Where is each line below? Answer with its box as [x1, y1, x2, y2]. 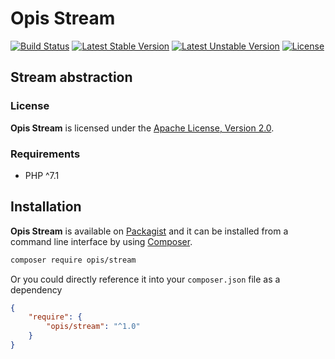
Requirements [10, 147, 81, 161]
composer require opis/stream [10, 255, 137, 265]
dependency [10, 283, 63, 296]
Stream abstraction [10, 69, 133, 86]
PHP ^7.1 [24, 169, 60, 181]
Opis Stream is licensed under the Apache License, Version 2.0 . [10, 122, 275, 134]
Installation [10, 198, 82, 216]
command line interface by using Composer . [10, 235, 193, 247]
